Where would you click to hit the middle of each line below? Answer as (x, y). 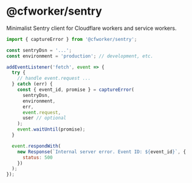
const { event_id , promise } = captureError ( (76, 90)
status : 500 (37, 157)
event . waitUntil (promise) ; (51, 129)
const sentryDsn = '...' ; (39, 50)
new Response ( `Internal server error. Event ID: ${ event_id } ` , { (102, 152)
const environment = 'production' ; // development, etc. (80, 56)
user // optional (44, 118)
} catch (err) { (32, 84)
